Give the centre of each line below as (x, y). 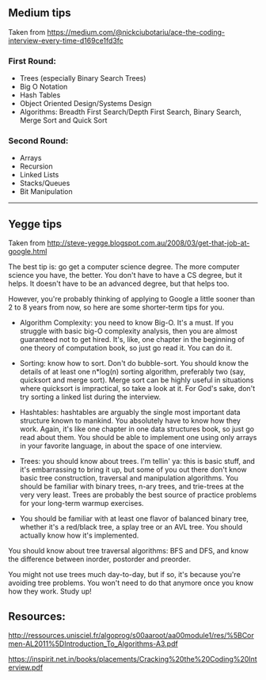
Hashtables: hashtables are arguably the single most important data (130, 412)
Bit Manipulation (46, 192)
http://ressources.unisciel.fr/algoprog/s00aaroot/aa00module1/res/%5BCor (131, 636)
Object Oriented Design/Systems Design (85, 104)
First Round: (32, 61)
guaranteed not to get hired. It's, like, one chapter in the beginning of (132, 340)
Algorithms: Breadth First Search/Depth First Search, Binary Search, (130, 112)
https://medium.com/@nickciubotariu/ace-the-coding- (136, 32)
